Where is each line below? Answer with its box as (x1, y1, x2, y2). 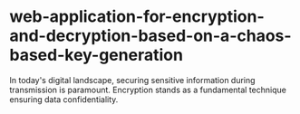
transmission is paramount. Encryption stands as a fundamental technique (9, 84, 287, 95)
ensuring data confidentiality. (9, 93, 119, 105)
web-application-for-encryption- (9, 6, 265, 27)
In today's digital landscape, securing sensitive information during (9, 74, 256, 85)
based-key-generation (9, 45, 184, 65)
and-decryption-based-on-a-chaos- (9, 25, 292, 46)
